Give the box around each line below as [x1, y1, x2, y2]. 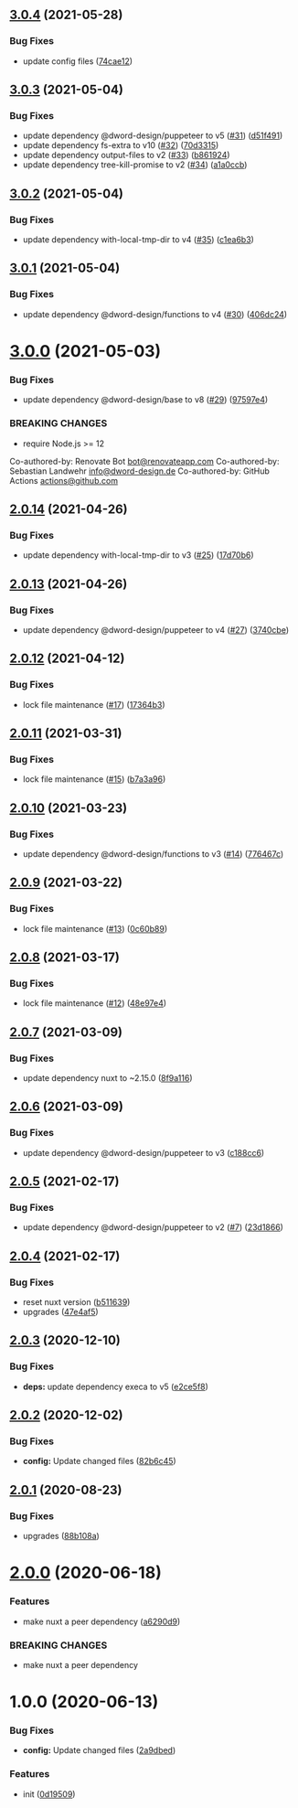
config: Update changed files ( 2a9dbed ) [22, 1745, 176, 1756]
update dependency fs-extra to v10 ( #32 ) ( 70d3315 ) [22, 140, 219, 151]
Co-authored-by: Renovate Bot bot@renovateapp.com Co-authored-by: [9, 455, 281, 466]
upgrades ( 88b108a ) [22, 1531, 101, 1542]
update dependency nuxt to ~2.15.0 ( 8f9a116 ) [22, 1073, 194, 1084]
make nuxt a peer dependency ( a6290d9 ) [22, 1616, 181, 1627]
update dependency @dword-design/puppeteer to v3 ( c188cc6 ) [22, 1147, 265, 1158]
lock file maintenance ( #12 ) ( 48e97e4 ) [22, 998, 167, 1009]
